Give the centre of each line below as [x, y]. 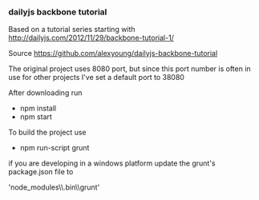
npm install [38, 108]
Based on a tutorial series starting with [72, 30]
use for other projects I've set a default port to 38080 [96, 78]
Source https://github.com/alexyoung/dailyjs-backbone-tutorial [113, 54]
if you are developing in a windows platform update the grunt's [112, 163]
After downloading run [45, 93]
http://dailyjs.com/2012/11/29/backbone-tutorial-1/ [91, 38]
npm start [36, 117]
